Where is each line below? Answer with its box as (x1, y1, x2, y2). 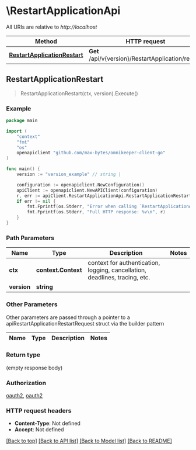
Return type (6, 351, 41, 359)
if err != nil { (16, 198, 57, 204)
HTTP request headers (6, 407, 72, 415)
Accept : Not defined (14, 426, 64, 433)
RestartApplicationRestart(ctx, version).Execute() (20, 89, 138, 97)
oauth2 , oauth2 (6, 392, 43, 399)
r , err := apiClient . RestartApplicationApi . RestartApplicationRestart (16, 193, 192, 199)
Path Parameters (6, 234, 54, 242)
